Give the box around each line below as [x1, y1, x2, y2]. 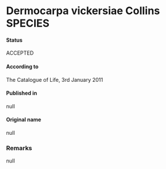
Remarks [6, 144, 32, 152]
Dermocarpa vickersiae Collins [6, 4, 160, 18]
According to [6, 63, 39, 70]
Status [6, 37, 23, 44]
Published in [6, 90, 37, 97]
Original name [6, 116, 41, 123]
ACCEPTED [6, 49, 34, 57]
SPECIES [6, 16, 50, 30]
